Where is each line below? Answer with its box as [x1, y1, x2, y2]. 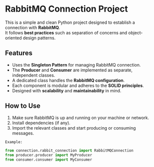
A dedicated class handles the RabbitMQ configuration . [12, 77, 125, 83]
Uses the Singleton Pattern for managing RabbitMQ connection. [12, 62, 141, 67]
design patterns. [22, 35, 56, 41]
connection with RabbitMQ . [5, 24, 61, 30]
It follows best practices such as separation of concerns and [5, 30, 127, 35]
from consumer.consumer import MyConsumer [5, 157, 92, 162]
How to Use [5, 102, 41, 110]
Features [5, 49, 33, 57]
